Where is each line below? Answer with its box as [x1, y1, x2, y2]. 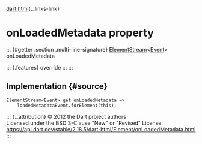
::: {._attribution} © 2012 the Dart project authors [6, 113, 126, 120]
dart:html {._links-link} [6, 5, 60, 12]
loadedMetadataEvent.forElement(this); [17, 102, 117, 109]
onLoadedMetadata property [6, 26, 155, 40]
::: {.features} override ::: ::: [6, 64, 73, 71]
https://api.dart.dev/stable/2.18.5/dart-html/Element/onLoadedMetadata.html [6, 125, 196, 133]
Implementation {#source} [6, 81, 108, 92]
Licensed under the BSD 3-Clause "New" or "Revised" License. [6, 119, 164, 127]
